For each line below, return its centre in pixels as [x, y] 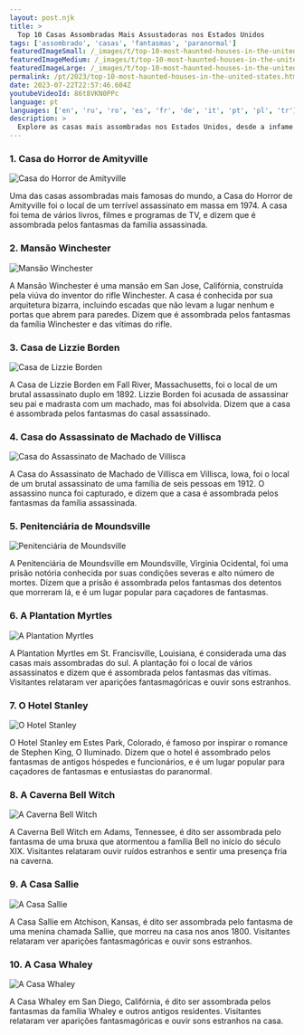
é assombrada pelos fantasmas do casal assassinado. [110, 413]
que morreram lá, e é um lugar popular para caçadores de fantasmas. [139, 593]
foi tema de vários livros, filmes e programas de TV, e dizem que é [133, 215]
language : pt [34, 102]
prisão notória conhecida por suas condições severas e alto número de [142, 573]
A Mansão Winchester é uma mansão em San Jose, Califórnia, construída [146, 285]
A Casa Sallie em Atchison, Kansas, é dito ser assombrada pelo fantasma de [152, 921]
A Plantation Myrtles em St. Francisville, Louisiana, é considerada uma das [148, 653]
